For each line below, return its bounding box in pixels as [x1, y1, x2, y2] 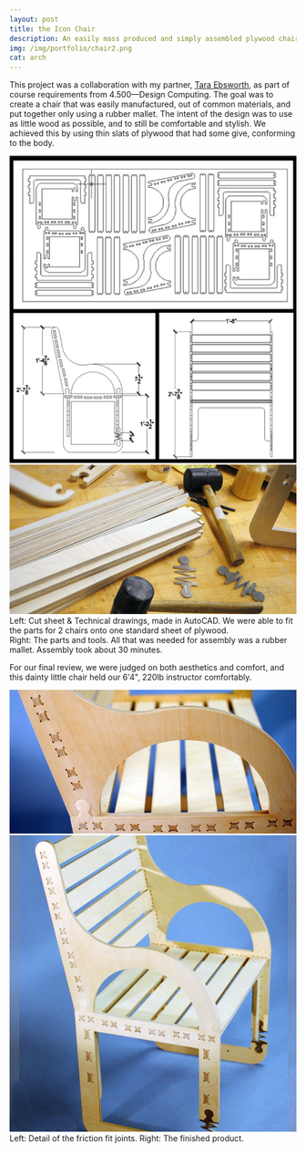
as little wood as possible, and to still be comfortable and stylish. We [9, 119, 267, 130]
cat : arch [9, 53, 47, 63]
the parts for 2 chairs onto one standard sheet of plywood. [9, 625, 229, 636]
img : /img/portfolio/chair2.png [9, 44, 132, 53]
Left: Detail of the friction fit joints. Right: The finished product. [9, 1132, 244, 1144]
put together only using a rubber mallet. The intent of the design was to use [9, 109, 293, 119]
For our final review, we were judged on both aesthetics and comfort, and [9, 661, 285, 672]
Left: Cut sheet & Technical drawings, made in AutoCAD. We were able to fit [9, 615, 293, 626]
